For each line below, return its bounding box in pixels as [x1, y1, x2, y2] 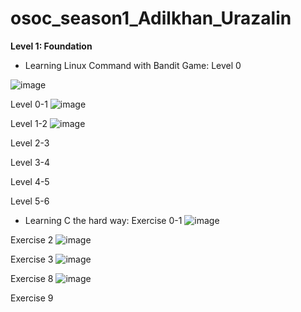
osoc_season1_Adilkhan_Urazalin [10, 7, 292, 30]
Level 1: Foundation [10, 40, 93, 52]
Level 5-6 [10, 195, 50, 207]
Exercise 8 [10, 272, 54, 284]
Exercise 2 [10, 233, 54, 246]
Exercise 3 [10, 253, 54, 265]
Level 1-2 [10, 117, 48, 129]
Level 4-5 [10, 175, 50, 187]
